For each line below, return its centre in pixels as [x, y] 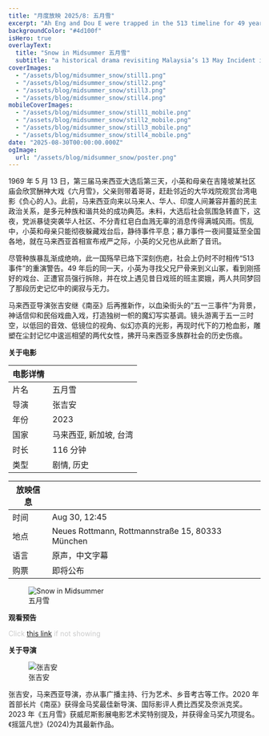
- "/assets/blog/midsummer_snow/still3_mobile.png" [104, 127]
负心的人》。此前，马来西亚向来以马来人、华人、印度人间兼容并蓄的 [132, 201]
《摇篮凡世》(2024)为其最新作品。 [63, 724]
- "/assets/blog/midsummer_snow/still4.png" [91, 98]
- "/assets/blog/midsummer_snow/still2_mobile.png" [104, 120]
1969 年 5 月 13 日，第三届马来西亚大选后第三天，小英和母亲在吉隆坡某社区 [132, 181]
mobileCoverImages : [41, 105]
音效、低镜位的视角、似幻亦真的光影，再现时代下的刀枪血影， [152, 326]
